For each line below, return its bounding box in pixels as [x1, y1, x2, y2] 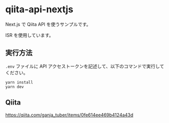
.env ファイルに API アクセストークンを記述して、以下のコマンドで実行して [5, 63, 164, 69]
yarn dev [5, 84, 24, 89]
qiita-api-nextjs [5, 4, 73, 15]
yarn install [5, 79, 33, 85]
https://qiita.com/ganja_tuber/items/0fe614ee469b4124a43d [5, 112, 134, 118]
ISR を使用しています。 [5, 32, 54, 38]
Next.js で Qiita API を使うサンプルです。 [5, 21, 91, 27]
